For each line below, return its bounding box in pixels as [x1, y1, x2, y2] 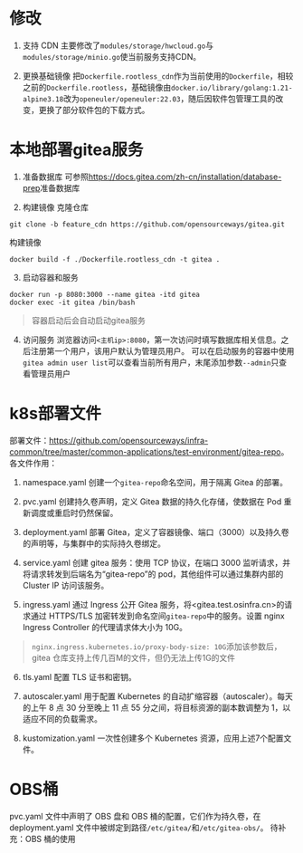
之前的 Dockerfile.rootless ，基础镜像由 [22, 81, 172, 92]
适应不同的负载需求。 [22, 713, 102, 724]
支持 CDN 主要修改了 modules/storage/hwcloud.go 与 [22, 40, 214, 51]
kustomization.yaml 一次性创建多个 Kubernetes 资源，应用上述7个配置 [22, 733, 284, 743]
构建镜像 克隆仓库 [22, 201, 89, 213]
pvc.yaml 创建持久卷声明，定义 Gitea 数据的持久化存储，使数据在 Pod [22, 495, 282, 507]
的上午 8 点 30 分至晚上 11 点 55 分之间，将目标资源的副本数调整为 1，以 [22, 702, 291, 713]
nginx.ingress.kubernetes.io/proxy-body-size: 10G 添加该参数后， [31, 640, 282, 652]
